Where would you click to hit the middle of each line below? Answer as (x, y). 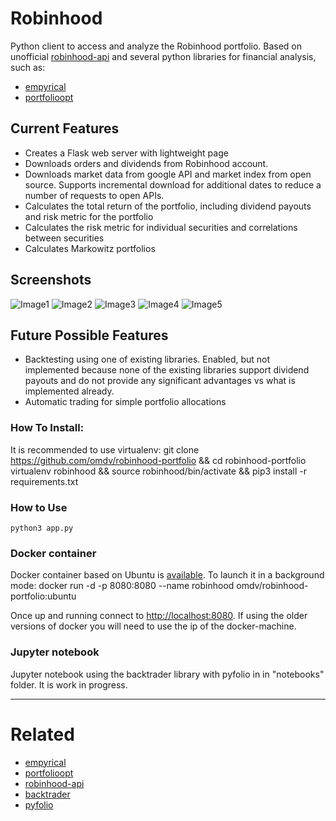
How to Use (39, 507)
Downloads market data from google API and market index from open (168, 174)
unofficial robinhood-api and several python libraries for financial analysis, (163, 56)
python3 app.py (42, 528)
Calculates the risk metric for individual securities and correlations (161, 227)
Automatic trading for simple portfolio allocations (125, 402)
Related (42, 734)
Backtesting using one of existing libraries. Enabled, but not (147, 359)
